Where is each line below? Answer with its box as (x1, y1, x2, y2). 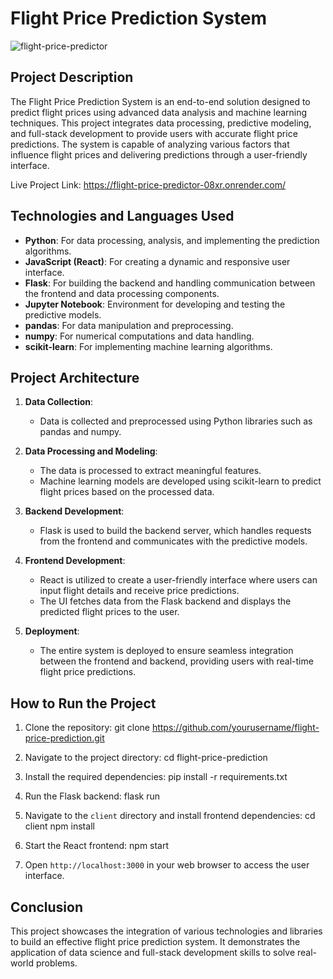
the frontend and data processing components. (24, 287, 220, 299)
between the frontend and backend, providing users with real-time (39, 655, 314, 667)
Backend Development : (24, 505, 125, 517)
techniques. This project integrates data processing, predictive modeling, (10, 117, 312, 129)
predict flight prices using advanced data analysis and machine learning (10, 106, 308, 118)
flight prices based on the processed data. (39, 486, 215, 498)
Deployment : (24, 625, 80, 637)
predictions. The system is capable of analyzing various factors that (10, 138, 290, 150)
